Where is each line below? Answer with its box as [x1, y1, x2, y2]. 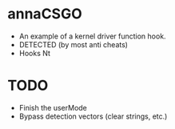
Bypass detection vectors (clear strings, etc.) [18, 111, 168, 121]
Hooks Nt [18, 48, 51, 58]
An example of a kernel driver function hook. [18, 31, 166, 41]
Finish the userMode [18, 103, 87, 112]
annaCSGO [7, 5, 83, 23]
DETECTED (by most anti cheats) [18, 39, 129, 49]
